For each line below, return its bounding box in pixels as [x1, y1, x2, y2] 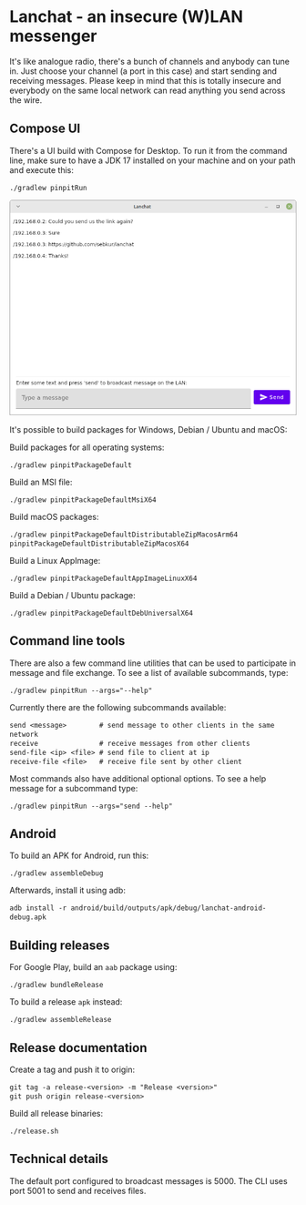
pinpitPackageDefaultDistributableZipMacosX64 [9, 539, 189, 548]
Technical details [9, 1151, 109, 1167]
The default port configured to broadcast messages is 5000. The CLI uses [9, 1175, 289, 1186]
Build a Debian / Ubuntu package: [9, 589, 137, 600]
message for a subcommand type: [9, 782, 138, 793]
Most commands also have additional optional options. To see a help [9, 772, 267, 784]
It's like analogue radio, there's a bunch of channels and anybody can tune [9, 56, 290, 66]
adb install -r [9, 904, 67, 913]
